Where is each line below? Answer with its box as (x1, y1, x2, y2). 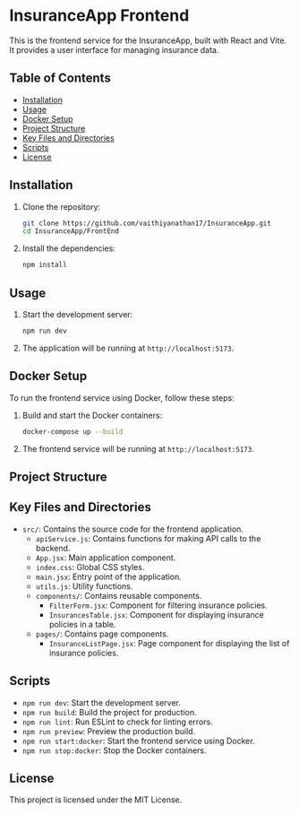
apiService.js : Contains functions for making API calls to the (35, 533, 261, 543)
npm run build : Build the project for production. (21, 706, 197, 717)
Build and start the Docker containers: (21, 410, 163, 420)
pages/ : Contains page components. (35, 628, 169, 639)
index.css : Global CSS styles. (35, 561, 145, 572)
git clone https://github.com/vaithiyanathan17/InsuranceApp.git (21, 219, 271, 228)
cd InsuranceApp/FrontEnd (21, 227, 119, 236)
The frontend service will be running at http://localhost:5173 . (21, 443, 255, 454)
